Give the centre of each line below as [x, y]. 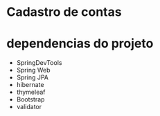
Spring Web [33, 70]
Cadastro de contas [64, 12]
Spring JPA [33, 77]
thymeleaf [31, 92]
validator [29, 107]
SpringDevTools [39, 63]
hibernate [30, 85]
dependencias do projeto [80, 44]
